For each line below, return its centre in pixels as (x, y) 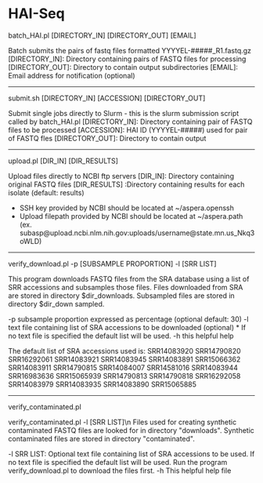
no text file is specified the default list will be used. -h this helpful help (121, 336)
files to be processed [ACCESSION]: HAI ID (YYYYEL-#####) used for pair (128, 129)
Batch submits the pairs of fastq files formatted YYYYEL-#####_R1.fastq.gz (130, 50)
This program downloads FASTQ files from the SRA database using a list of (129, 278)
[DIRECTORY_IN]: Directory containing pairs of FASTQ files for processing (127, 59)
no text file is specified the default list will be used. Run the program (118, 462)
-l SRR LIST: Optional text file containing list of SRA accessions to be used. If (131, 454)
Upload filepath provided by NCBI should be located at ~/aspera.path (131, 216)
